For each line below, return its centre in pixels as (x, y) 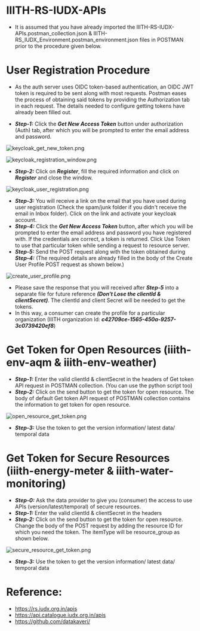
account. (26, 220)
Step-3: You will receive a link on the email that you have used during (100, 200)
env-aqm (29, 363)
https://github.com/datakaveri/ (53, 621)
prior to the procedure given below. (58, 46)
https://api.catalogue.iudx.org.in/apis (60, 615)
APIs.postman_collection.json (51, 33)
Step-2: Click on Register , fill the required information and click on (97, 171)
